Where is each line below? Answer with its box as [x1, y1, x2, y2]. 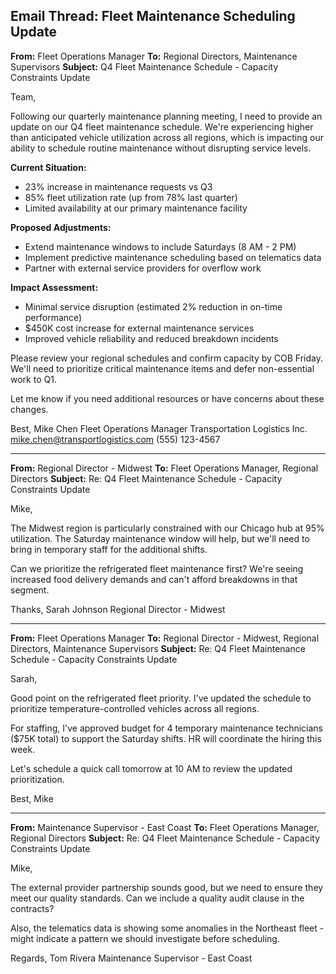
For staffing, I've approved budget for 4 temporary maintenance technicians [10, 722, 323, 734]
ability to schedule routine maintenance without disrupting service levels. [10, 142, 312, 154]
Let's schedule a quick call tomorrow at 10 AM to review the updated [10, 762, 293, 774]
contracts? [10, 902, 55, 914]
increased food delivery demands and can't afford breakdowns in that [10, 573, 298, 585]
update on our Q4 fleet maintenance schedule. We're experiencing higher [10, 120, 314, 133]
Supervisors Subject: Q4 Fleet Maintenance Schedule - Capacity [10, 60, 279, 73]
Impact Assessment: [10, 281, 99, 293]
